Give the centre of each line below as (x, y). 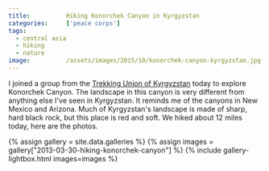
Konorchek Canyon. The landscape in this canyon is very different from (126, 92)
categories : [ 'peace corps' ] (64, 23)
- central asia (41, 38)
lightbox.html (30, 158)
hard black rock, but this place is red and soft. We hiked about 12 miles (126, 117)
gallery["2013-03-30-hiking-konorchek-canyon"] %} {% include (115, 150)
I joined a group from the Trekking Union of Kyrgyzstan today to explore (128, 83)
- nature (30, 53)
